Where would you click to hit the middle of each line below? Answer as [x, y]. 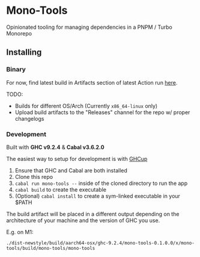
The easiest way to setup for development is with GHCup [77, 159]
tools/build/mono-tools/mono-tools [51, 248]
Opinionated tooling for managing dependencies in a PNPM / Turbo [89, 27]
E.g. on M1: [20, 232]
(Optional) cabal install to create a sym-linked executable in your [97, 196]
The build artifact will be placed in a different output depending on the [93, 214]
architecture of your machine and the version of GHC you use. [83, 220]
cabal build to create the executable [61, 189]
